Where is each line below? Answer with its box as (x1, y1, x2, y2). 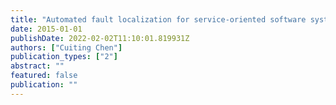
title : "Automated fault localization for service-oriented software (10, 14, 307, 25)
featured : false (10, 71, 78, 81)
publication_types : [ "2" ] (10, 52, 118, 62)
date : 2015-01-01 (10, 24, 83, 34)
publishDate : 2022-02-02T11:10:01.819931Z (10, 33, 190, 43)
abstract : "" (10, 61, 65, 71)
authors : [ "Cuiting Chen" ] (10, 42, 123, 53)
